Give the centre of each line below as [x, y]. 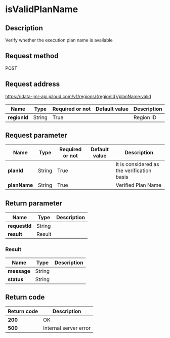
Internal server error [67, 328]
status [16, 279]
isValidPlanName [42, 9]
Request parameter [36, 135]
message [19, 271]
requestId [20, 226]
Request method [32, 56]
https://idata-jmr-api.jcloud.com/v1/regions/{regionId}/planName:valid [78, 96]
